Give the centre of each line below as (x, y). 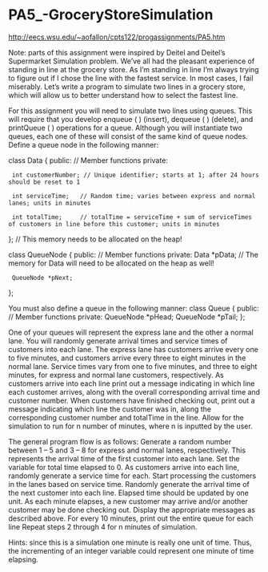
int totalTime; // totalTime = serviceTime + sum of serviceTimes (132, 217)
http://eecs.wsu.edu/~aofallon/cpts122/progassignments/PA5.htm (117, 37)
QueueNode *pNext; (42, 278)
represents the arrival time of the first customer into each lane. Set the (124, 458)
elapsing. (23, 559)
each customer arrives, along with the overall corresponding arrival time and (134, 391)
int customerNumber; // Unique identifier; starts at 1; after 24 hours (136, 175)
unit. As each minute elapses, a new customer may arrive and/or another (128, 501)
